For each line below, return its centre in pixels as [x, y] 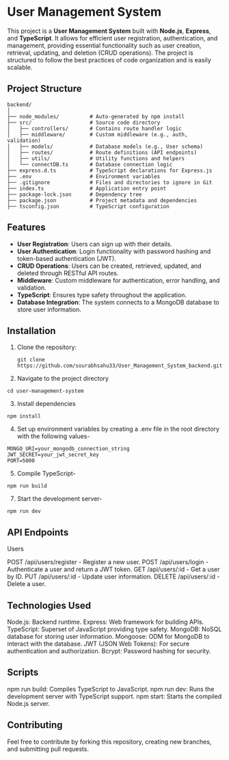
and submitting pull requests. [48, 749]
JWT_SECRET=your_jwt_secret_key [53, 455]
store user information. [49, 309]
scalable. [20, 67]
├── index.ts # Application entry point [87, 188]
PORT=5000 [21, 461]
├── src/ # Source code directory [84, 123]
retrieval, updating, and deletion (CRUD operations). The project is [100, 53]
